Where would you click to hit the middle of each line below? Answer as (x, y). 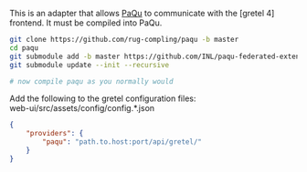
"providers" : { (55, 134)
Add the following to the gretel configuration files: (103, 98)
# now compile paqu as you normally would (91, 81)
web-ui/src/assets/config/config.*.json (82, 108)
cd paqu (24, 48)
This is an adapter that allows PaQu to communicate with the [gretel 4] (142, 13)
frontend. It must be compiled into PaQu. (86, 23)
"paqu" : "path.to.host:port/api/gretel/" (122, 142)
